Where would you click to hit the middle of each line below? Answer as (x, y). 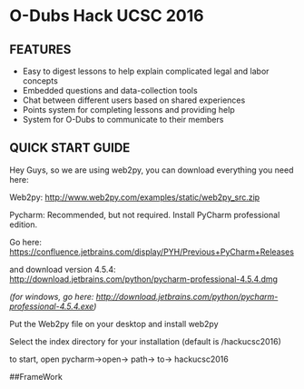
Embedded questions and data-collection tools (110, 90)
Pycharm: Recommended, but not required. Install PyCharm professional (145, 214)
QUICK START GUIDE (70, 148)
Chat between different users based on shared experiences (134, 100)
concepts (40, 81)
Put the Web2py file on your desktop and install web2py (114, 324)
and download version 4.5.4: (63, 269)
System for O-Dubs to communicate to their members (123, 120)
